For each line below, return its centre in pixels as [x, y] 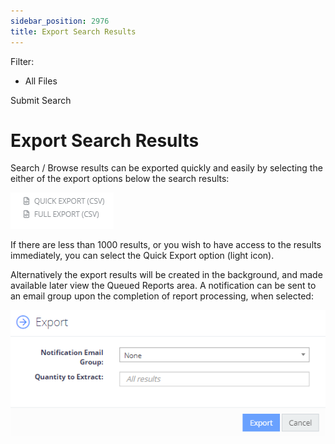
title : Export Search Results [73, 31]
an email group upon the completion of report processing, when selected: [162, 296]
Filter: [22, 61]
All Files [41, 81]
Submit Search [41, 100]
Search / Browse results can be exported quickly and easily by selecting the [166, 168]
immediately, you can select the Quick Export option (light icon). [142, 256]
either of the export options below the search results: [120, 179]
